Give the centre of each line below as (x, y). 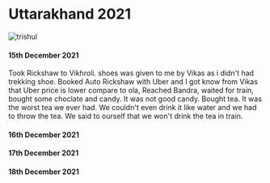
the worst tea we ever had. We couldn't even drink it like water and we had (133, 108)
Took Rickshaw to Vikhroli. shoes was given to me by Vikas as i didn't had (131, 73)
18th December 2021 (44, 172)
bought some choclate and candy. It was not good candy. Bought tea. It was (135, 99)
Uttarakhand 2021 (70, 14)
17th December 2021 (44, 153)
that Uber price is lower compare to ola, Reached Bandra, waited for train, (131, 91)
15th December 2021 (44, 55)
